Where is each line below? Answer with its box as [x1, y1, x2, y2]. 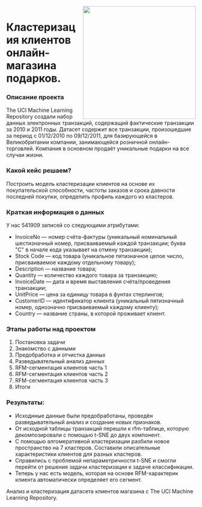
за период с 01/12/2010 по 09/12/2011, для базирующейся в [6, 132, 158, 140]
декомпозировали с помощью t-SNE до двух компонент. [14, 431, 161, 438]
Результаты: [6, 398, 45, 407]
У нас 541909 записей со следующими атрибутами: [6, 222, 140, 229]
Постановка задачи [14, 339, 66, 346]
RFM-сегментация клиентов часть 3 [14, 377, 108, 384]
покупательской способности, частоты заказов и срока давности [6, 186, 176, 194]
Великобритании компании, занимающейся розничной [6, 138, 148, 146]
